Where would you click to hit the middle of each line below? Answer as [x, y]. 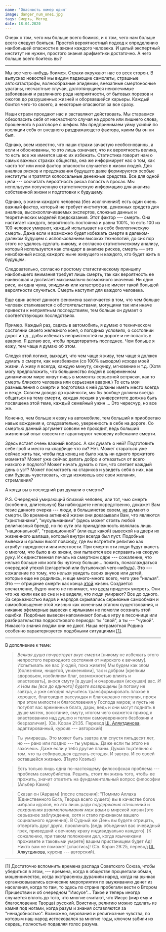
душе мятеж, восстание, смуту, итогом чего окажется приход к [84, 713]
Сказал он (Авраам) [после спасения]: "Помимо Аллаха [77, 794]
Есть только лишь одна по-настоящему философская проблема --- [88, 769]
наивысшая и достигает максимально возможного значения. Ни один [79, 280]
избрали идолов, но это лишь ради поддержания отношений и [83, 805]
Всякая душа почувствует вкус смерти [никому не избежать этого [88, 655]
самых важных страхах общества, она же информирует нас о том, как [80, 160]
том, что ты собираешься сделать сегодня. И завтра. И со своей [86, 754]
